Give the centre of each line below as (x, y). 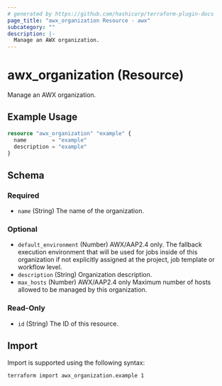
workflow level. (40, 267)
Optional (22, 229)
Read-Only (27, 308)
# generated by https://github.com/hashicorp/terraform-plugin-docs (111, 14)
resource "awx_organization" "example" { (70, 133)
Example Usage (43, 117)
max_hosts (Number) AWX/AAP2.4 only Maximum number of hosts (114, 282)
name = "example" (50, 140)
